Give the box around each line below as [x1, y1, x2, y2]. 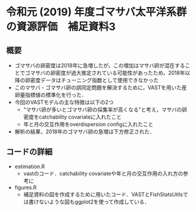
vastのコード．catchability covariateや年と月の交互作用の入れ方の [23, 170, 184, 177]
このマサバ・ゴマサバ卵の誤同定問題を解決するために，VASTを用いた [14, 84, 182, 91]
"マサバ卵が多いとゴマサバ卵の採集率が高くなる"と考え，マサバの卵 [23, 106, 187, 113]
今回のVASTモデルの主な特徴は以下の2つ [14, 99, 114, 106]
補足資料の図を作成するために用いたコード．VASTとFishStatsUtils [23, 190, 183, 197]
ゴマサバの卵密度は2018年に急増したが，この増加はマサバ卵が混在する [14, 62, 185, 69]
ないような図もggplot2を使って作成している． [39, 198, 150, 205]
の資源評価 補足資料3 [6, 20, 116, 34]
